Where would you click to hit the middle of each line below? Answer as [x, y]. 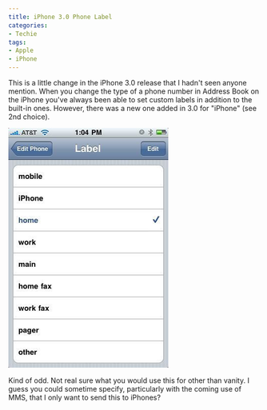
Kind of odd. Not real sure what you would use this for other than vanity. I [129, 380]
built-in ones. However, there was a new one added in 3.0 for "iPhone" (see [133, 108]
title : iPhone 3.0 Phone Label [60, 17]
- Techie [23, 34]
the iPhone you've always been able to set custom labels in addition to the [130, 100]
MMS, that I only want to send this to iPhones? [85, 397]
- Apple [21, 51]
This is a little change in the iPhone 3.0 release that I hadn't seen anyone [128, 83]
